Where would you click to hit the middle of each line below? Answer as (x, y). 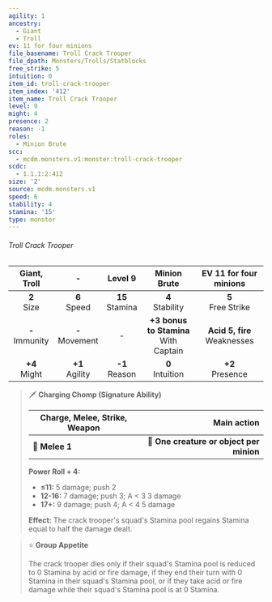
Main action (236, 423)
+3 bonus (168, 321)
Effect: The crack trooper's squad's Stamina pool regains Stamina (138, 520)
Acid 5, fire (229, 331)
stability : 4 (30, 204)
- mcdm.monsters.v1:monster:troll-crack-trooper (99, 159)
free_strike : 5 (34, 69)
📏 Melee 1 (52, 446)
